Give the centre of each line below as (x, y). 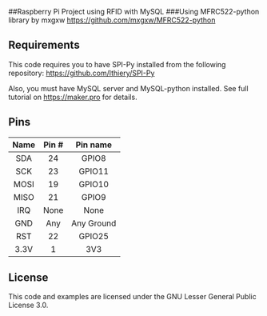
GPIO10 (94, 184)
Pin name (94, 145)
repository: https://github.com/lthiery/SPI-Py (82, 73)
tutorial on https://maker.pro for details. (73, 97)
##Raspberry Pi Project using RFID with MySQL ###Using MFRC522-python (134, 12)
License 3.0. (28, 305)
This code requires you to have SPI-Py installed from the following (117, 64)
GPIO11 (94, 171)
